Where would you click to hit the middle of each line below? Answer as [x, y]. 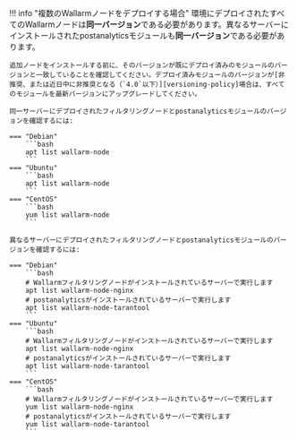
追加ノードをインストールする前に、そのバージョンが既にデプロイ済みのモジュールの [142, 65]
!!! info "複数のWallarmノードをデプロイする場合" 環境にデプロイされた [140, 13]
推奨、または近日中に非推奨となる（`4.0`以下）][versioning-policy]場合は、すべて [147, 84]
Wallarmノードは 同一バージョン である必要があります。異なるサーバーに [157, 24]
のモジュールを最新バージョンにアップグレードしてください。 [106, 94]
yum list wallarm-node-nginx [80, 407]
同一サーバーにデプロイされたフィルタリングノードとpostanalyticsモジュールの [138, 111]
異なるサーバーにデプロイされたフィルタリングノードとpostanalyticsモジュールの [142, 240]
